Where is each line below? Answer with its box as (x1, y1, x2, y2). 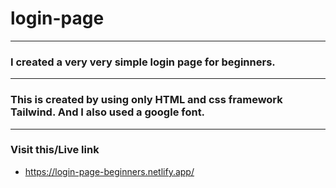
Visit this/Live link (10, 143, 100, 157)
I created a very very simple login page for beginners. (10, 55, 276, 69)
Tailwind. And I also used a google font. (10, 105, 206, 119)
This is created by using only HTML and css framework (10, 93, 283, 107)
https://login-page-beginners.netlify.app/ (24, 165, 195, 177)
